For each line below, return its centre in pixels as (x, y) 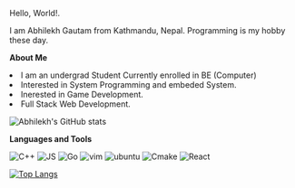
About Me (29, 57)
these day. (29, 40)
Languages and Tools (51, 139)
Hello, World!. (35, 13)
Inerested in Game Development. (82, 94)
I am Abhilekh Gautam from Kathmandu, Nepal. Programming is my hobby (147, 30)
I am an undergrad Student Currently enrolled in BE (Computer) (139, 75)
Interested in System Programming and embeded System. (129, 85)
